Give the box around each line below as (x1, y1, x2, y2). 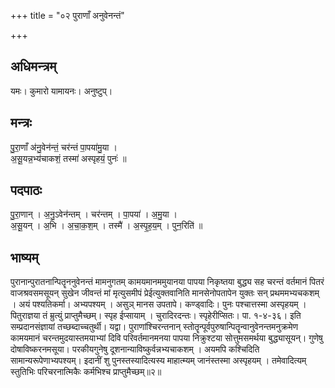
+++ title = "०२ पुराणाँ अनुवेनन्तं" (10, 10, 125, 21)
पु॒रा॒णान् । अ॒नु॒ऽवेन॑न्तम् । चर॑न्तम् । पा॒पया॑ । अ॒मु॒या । (10, 208, 178, 220)
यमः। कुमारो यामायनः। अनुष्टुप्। (10, 85, 113, 97)
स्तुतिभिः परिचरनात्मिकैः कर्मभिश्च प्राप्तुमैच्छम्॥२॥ (10, 366, 162, 378)
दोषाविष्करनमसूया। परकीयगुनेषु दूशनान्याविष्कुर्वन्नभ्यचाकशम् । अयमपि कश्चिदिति (10, 343, 260, 355)
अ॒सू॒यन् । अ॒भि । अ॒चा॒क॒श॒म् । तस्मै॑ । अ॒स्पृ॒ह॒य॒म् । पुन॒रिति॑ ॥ (10, 220, 203, 232)
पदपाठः (10, 182, 43, 199)
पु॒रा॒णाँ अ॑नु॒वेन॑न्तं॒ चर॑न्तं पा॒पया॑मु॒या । (10, 141, 118, 153)
